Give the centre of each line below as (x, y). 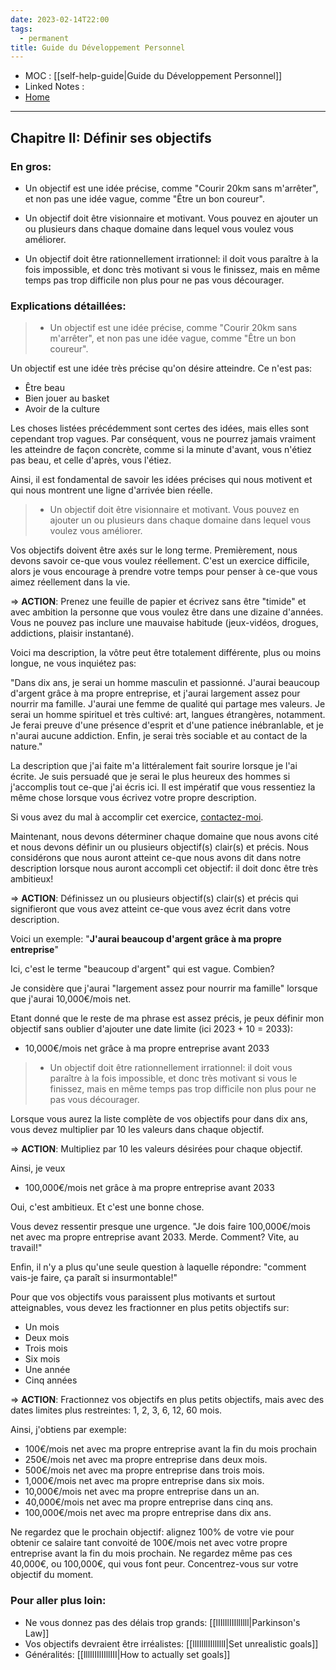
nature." (26, 747)
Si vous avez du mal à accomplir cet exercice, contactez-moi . (137, 817)
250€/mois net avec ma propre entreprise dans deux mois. (146, 1460)
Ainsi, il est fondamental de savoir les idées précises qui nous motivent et (161, 480)
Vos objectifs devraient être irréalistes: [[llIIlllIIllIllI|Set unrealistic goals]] (171, 1643)
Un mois (42, 1327)
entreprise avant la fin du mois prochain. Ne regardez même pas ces (151, 1553)
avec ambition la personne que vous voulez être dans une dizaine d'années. (167, 612)
